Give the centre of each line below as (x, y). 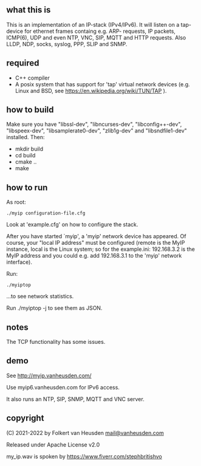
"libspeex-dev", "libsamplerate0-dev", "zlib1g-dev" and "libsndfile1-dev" (97, 131)
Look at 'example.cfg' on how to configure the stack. (72, 225)
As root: (16, 202)
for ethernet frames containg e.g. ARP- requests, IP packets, (100, 31)
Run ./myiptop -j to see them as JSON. (54, 308)
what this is (29, 10)
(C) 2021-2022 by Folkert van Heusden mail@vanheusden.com (85, 433)
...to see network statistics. (40, 296)
